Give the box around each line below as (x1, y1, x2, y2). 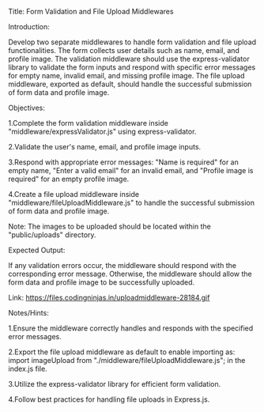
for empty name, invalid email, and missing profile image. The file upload (8, 71, 245, 80)
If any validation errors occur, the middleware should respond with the (8, 261, 237, 270)
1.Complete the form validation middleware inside (8, 119, 168, 127)
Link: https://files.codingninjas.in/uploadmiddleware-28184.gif (8, 293, 210, 302)
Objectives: (8, 103, 45, 112)
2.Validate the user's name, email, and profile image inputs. (8, 142, 202, 151)
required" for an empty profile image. (8, 174, 130, 183)
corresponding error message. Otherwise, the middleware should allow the (8, 269, 252, 278)
